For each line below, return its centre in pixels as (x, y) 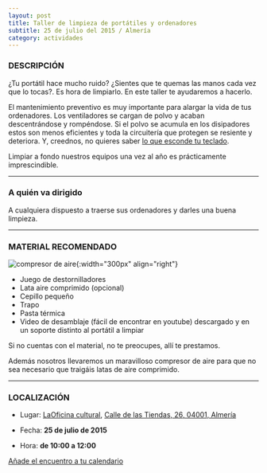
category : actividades (46, 38)
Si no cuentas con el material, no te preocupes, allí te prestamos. (114, 346)
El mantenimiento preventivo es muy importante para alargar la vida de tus (130, 107)
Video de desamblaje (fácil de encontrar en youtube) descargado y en (135, 322)
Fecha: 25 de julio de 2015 (63, 430)
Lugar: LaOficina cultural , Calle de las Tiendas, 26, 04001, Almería (128, 415)
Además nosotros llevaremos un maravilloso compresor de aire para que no (132, 361)
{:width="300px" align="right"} (127, 264)
